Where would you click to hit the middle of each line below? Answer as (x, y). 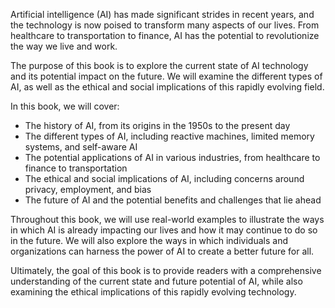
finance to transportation (76, 168)
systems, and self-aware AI (81, 147)
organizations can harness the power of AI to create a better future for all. (162, 251)
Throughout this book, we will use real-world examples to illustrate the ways (167, 219)
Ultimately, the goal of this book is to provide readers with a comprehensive (166, 270)
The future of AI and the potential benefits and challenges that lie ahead (173, 200)
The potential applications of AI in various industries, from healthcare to (172, 157)
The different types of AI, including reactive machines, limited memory (169, 136)
